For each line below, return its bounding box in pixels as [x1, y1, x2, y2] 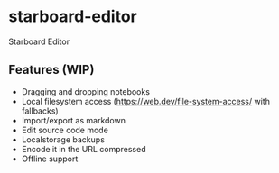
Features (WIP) [8, 62, 95, 77]
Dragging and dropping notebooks [21, 86, 151, 96]
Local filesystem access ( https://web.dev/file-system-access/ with [21, 96, 270, 106]
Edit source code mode [21, 124, 109, 135]
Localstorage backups [21, 133, 106, 145]
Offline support [21, 153, 79, 164]
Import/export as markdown [21, 114, 126, 125]
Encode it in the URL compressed [21, 143, 146, 154]
